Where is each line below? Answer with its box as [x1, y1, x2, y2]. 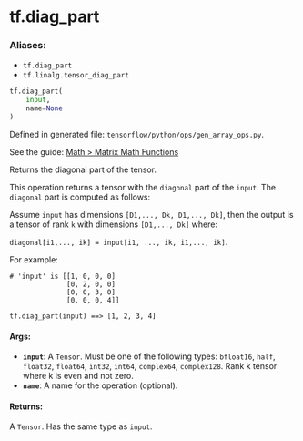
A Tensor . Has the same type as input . [9, 421, 153, 432]
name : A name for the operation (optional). [22, 380, 178, 391]
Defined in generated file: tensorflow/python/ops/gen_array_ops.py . [9, 128, 264, 139]
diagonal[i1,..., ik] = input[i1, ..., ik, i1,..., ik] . [9, 236, 228, 247]
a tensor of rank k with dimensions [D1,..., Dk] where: [9, 219, 218, 230]
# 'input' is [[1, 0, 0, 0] [9, 272, 116, 281]
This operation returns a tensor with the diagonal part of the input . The [9, 181, 276, 192]
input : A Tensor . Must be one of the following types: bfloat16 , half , [22, 351, 276, 362]
